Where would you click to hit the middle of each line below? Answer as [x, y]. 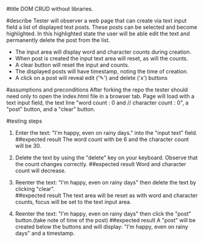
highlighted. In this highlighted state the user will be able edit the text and [98, 34]
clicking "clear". [35, 189]
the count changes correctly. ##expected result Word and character [100, 164]
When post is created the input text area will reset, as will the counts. [102, 58]
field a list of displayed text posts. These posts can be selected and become [102, 27]
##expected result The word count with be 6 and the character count [102, 139]
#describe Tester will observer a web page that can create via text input [97, 20]
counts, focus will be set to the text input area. [73, 202]
